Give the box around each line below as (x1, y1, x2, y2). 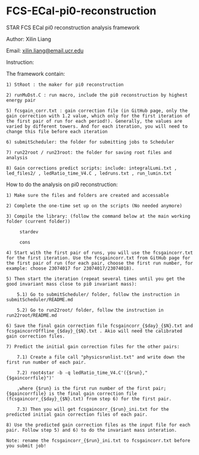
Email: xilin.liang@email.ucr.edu (6, 47, 84, 54)
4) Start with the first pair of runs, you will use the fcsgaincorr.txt (6, 249, 194, 256)
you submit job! (6, 442, 46, 448)
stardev (19, 228, 39, 235)
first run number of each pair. (6, 359, 86, 365)
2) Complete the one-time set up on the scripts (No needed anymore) (6, 203, 183, 209)
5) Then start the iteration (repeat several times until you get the (6, 276, 185, 281)
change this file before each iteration (6, 128, 108, 135)
